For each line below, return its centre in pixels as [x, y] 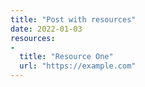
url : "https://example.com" [78, 66]
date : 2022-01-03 [46, 29]
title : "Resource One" [66, 57]
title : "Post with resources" [73, 19]
